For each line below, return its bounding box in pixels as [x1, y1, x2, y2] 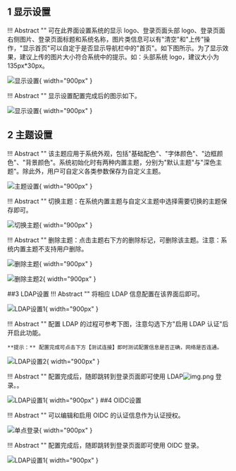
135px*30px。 [7, 61, 49, 70]
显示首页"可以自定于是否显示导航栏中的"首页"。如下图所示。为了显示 [22, 44, 223, 52]
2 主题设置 [7, 129, 53, 141]
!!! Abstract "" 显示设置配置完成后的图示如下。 [7, 91, 141, 100]
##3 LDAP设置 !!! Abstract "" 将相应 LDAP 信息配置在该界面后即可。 [7, 290, 204, 298]
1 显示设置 [7, 6, 51, 18]
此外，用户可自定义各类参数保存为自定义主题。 [28, 167, 165, 175]
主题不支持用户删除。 [25, 244, 88, 253]
